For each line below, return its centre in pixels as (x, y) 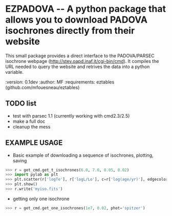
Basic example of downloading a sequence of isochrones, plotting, (83, 155)
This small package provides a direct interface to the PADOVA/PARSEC (80, 56)
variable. (15, 72)
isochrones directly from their (70, 31)
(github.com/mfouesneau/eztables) (42, 87)
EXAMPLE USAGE (34, 143)
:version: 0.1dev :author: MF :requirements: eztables (60, 82)
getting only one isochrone (41, 199)
